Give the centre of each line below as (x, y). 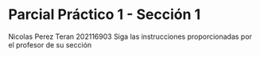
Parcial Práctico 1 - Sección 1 (105, 15)
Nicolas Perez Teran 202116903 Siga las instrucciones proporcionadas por (130, 36)
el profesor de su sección (50, 44)
